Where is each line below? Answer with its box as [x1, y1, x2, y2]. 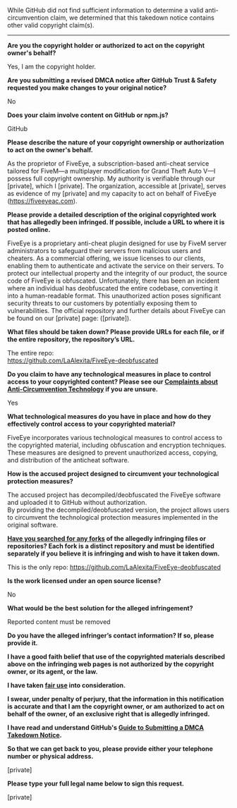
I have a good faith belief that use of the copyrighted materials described [7, 652, 226, 661]
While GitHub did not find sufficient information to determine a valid [7, 6, 204, 14]
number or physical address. [7, 752, 94, 760]
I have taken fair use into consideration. [7, 681, 126, 690]
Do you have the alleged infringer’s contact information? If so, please [7, 631, 214, 639]
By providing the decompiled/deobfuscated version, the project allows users [7, 506, 230, 514]
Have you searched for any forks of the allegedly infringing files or [7, 534, 207, 542]
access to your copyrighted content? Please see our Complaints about [7, 377, 219, 386]
